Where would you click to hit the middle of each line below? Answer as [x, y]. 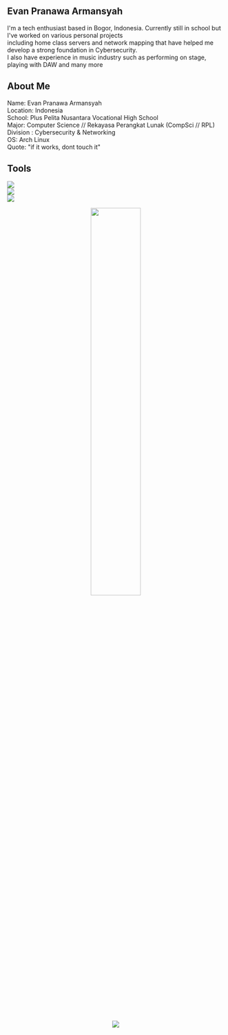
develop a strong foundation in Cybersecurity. [72, 50]
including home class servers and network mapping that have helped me [110, 42]
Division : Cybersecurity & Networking [61, 132]
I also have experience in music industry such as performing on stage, [107, 57]
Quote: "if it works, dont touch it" [54, 147]
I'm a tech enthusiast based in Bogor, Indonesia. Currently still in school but [114, 28]
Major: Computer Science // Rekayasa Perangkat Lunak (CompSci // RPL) [111, 125]
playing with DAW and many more [55, 64]
